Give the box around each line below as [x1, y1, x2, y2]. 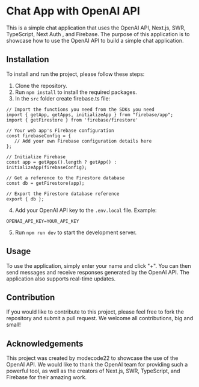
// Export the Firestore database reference [6, 191, 120, 197]
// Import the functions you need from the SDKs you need [6, 107, 155, 113]
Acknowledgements [6, 338, 84, 348]
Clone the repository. [14, 82, 67, 89]
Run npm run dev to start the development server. [14, 229, 137, 236]
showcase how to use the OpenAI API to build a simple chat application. [6, 37, 185, 44]
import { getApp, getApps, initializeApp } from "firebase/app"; [6, 111, 173, 118]
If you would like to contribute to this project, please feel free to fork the [6, 308, 185, 315]
